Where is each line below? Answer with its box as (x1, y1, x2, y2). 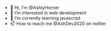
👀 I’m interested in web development (10, 10, 87, 16)
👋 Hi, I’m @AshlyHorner (10, 5, 60, 10)
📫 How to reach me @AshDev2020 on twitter (10, 21, 106, 27)
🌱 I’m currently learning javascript (10, 15, 81, 21)
